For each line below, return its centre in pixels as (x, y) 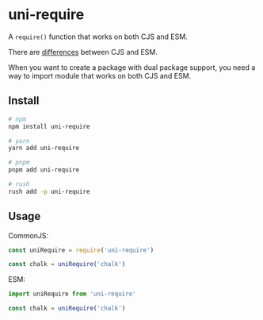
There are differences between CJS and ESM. (83, 52)
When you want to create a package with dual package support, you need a (132, 67)
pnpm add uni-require (44, 170)
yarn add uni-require (44, 148)
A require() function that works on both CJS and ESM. (98, 37)
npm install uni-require (49, 126)
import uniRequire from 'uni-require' (72, 294)
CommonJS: (29, 235)
